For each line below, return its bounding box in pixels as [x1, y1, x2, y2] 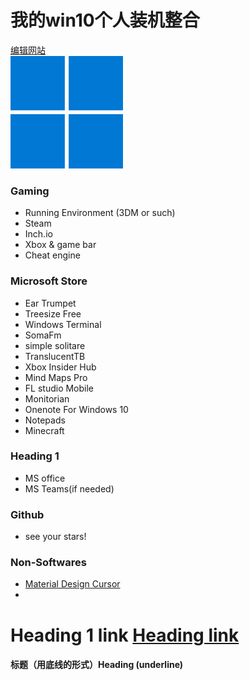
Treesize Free [24, 307, 82, 320]
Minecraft [24, 424, 65, 436]
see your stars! [24, 531, 87, 543]
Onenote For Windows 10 [24, 403, 129, 415]
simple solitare [24, 339, 86, 351]
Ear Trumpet [24, 297, 77, 309]
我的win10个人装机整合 [10, 9, 200, 32]
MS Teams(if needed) [24, 482, 115, 495]
